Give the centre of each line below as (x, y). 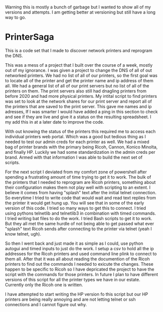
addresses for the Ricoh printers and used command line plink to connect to (81, 254)
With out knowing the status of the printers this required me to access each (81, 131)
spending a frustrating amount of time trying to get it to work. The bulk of (78, 177)
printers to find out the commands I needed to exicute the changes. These (79, 264)
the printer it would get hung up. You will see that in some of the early (75, 203)
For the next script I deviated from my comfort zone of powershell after (76, 172)
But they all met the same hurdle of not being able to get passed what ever (80, 223)
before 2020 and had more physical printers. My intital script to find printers (81, 96)
